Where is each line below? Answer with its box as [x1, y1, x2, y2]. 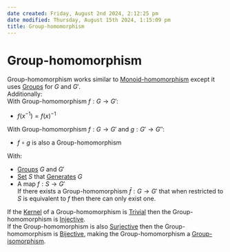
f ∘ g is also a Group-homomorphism [17, 138, 122, 147]
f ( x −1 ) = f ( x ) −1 [17, 111, 56, 120]
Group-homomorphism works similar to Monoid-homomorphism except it [7, 75, 216, 83]
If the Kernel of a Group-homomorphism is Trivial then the [7, 207, 171, 216]
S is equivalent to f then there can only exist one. [17, 194, 156, 202]
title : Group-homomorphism [7, 23, 85, 30]
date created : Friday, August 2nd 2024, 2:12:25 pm [7, 10, 158, 17]
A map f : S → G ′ [17, 180, 65, 188]
